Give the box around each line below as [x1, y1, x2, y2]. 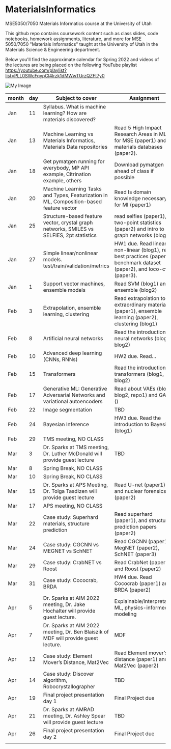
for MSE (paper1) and [114, 136, 167, 144]
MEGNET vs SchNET [43, 547, 93, 554]
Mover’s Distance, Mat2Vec [43, 658, 109, 665]
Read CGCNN [114, 538, 147, 545]
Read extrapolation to [114, 294, 165, 301]
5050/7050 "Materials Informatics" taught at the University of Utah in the [5, 41, 158, 47]
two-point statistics [114, 219, 162, 226]
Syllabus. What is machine [43, 103, 106, 110]
